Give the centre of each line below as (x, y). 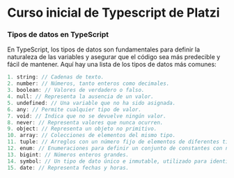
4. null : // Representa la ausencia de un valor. (81, 97)
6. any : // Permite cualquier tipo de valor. (74, 109)
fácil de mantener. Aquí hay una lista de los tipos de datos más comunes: (112, 65)
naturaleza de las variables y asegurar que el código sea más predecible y (114, 57)
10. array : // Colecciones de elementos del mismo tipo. (92, 136)
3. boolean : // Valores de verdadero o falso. (76, 90)
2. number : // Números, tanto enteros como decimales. (88, 84)
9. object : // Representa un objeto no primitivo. (82, 129)
